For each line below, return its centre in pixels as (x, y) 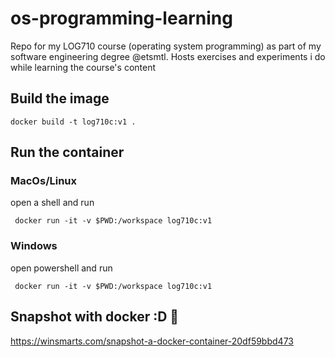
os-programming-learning (121, 18)
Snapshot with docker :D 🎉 (95, 317)
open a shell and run (52, 203)
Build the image (60, 98)
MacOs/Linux (44, 181)
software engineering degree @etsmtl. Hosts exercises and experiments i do (168, 56)
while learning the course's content (83, 67)
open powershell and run (61, 268)
